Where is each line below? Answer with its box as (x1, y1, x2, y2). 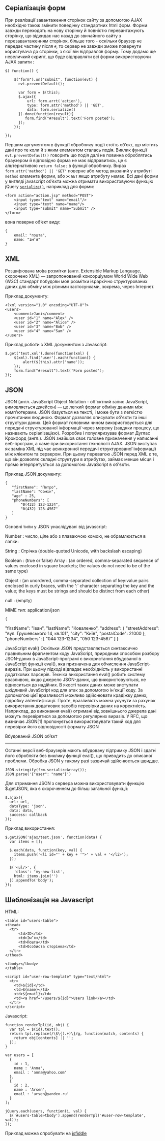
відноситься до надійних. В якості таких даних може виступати (5, 682, 138, 688)
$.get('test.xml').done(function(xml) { (5, 351, 89, 356)
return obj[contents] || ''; (14, 1036, 74, 1041)
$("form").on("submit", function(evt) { (14, 77, 98, 82)
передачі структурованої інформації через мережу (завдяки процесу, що (5, 425, 160, 431)
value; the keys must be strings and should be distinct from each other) (5, 588, 150, 594)
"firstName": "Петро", (11, 485, 58, 490)
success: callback (9, 813, 48, 817)
